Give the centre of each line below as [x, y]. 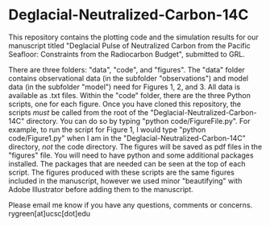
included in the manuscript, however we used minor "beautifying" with [125, 181]
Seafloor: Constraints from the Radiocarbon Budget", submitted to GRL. [127, 54]
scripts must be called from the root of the [79, 112]
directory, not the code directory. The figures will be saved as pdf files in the [135, 146]
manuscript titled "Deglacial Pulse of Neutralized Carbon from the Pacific [130, 45]
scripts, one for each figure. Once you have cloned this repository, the [125, 104]
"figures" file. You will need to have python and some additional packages [131, 155]
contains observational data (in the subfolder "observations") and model [128, 78]
